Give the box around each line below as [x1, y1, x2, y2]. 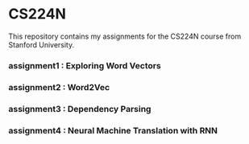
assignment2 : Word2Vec [8, 81, 110, 93]
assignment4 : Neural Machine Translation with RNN [8, 125, 218, 136]
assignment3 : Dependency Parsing [8, 103, 151, 114]
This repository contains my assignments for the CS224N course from [8, 31, 242, 41]
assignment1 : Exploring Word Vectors [8, 60, 161, 71]
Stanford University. [8, 39, 75, 49]
